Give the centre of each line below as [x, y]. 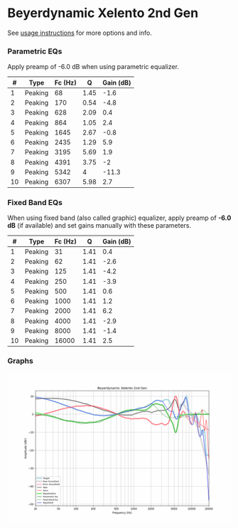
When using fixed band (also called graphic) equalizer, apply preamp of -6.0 [119, 218]
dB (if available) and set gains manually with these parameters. [99, 226]
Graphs [20, 361]
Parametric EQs [35, 51]
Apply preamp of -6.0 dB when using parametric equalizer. [93, 67]
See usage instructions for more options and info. [80, 33]
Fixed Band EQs [35, 202]
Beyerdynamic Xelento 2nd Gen [103, 13]
